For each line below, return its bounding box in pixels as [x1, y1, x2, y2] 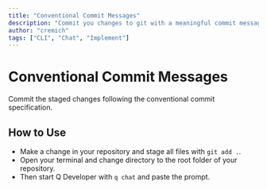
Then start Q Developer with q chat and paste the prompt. [19, 172, 211, 181]
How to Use [8, 125, 67, 139]
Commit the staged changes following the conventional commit [8, 94, 215, 104]
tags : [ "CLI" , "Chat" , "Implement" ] [8, 33, 130, 42]
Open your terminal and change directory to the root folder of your [19, 156, 238, 164]
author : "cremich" [8, 26, 69, 34]
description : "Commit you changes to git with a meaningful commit [8, 19, 237, 27]
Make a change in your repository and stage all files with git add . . [19, 147, 242, 156]
